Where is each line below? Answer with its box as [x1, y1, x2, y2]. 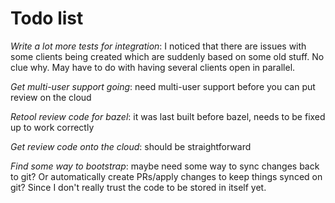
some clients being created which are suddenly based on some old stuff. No [10, 50, 325, 62]
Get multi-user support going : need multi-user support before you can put [10, 80, 316, 92]
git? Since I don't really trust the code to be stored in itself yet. [10, 181, 267, 193]
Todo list [10, 7, 84, 30]
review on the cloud [10, 91, 92, 103]
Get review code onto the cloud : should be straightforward [10, 140, 252, 152]
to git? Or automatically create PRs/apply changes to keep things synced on [10, 170, 323, 182]
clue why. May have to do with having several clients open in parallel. [10, 61, 296, 73]
